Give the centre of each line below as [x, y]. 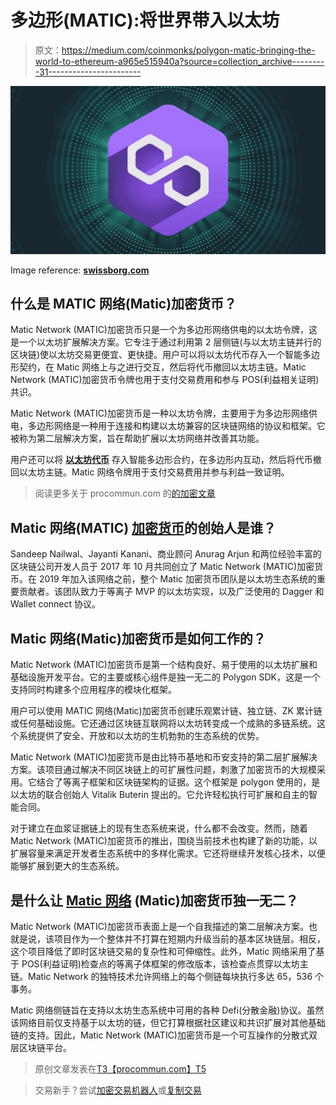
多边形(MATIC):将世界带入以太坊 [145, 20]
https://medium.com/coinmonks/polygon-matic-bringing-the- [188, 50]
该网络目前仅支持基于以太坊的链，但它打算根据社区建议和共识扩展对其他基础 [168, 1022]
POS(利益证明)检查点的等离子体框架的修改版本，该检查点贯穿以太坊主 [165, 963]
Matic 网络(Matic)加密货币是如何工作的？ [138, 638]
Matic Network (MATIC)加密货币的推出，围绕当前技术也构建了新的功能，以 [164, 841]
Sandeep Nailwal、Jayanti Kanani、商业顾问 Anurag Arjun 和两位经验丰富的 [166, 554]
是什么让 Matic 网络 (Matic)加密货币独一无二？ [154, 900]
